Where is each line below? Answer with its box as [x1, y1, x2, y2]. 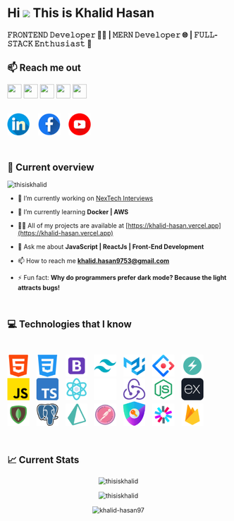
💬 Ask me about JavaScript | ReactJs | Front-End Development [17, 242, 204, 251]
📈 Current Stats [7, 454, 80, 466]
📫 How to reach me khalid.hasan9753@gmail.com [17, 256, 170, 265]
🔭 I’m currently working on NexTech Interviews [17, 194, 154, 202]
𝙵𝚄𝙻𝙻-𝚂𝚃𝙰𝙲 [193, 30, 218, 40]
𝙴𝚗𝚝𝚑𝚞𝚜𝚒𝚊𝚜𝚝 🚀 [34, 39, 92, 49]
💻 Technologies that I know [7, 319, 132, 331]
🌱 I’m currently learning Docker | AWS [17, 207, 129, 216]
